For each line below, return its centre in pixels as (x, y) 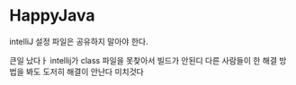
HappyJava (52, 16)
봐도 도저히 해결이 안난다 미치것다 (85, 72)
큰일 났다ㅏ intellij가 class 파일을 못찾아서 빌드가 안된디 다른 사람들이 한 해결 (143, 60)
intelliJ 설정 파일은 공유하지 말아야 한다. (79, 41)
